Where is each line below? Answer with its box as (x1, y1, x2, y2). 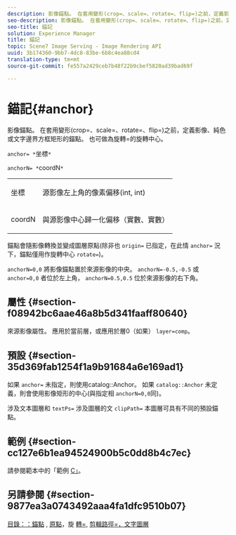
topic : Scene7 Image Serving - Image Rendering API (7, 43, 162, 50)
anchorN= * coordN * (7, 163, 64, 172)
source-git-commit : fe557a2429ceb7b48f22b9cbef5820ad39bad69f (7, 62, 193, 70)
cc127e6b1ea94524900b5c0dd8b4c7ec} (7, 447, 192, 458)
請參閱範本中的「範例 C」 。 (7, 466, 85, 475)
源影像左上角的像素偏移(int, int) (41, 187, 146, 197)
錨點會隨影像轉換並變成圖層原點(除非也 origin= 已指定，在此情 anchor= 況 (7, 241, 221, 249)
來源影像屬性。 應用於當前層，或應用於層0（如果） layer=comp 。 (7, 327, 195, 336)
